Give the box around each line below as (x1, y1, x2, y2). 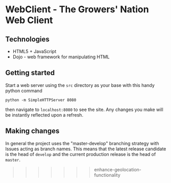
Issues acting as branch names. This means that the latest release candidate (5, 146, 166, 152)
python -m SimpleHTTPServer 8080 (5, 97, 77, 103)
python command (5, 87, 42, 94)
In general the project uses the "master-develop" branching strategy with (5, 140, 159, 146)
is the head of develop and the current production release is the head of (5, 151, 156, 157)
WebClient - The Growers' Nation (5, 4, 149, 15)
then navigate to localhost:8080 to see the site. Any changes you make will (5, 106, 163, 112)
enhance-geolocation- (94, 166, 142, 172)
